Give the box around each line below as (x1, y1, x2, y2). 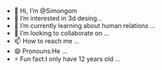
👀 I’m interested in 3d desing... (13, 14, 103, 22)
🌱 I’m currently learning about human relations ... (13, 22, 156, 29)
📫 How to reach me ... (13, 37, 80, 45)
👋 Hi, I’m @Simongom (13, 7, 77, 15)
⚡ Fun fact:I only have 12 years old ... (13, 55, 121, 63)
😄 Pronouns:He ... (13, 47, 68, 55)
